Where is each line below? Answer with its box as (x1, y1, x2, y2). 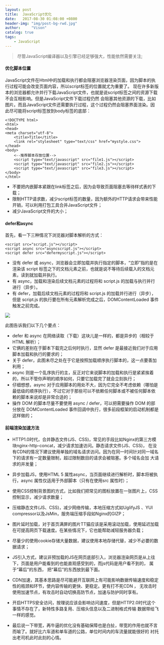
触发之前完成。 (12, 303, 42, 309)
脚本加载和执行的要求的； (12, 351, 64, 357)
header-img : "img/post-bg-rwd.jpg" (5, 21, 78, 26)
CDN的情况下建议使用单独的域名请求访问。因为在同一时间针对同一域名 (16, 449, 159, 455)
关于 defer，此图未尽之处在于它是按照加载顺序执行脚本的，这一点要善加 (12, 357, 157, 363)
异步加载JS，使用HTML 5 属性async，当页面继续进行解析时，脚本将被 (12, 472, 154, 478)
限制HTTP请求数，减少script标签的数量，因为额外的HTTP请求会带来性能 (12, 196, 158, 202)
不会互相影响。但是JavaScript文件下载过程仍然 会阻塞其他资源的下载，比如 (5, 95, 156, 101)
